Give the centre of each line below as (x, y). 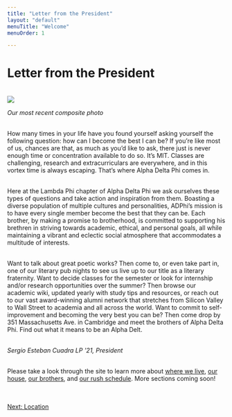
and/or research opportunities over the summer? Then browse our (101, 285)
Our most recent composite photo (55, 113)
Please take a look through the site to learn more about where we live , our (113, 371)
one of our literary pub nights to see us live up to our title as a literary (106, 271)
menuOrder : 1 (26, 33)
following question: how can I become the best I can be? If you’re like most (114, 141)
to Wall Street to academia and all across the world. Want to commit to (107, 308)
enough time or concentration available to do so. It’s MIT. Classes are (106, 156)
